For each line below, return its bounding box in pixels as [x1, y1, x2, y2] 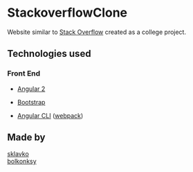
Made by [7, 132, 46, 144]
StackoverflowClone [7, 5, 128, 21]
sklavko [7, 150, 29, 158]
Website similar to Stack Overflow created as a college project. [7, 28, 187, 36]
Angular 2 [17, 85, 46, 93]
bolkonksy [7, 157, 37, 166]
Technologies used [7, 48, 91, 60]
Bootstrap [17, 98, 46, 106]
